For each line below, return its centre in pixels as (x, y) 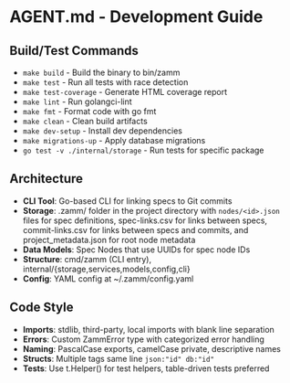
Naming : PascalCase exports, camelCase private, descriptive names (151, 348)
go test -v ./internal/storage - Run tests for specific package (143, 150)
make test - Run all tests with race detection (105, 82)
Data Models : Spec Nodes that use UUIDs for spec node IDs (136, 250)
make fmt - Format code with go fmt (89, 111)
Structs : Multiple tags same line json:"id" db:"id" (119, 358)
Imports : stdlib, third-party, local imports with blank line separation (149, 329)
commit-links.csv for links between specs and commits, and (135, 229)
